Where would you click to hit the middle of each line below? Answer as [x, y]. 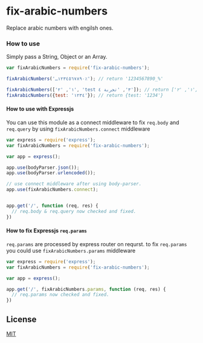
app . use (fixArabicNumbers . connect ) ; [52, 190]
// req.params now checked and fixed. [61, 295]
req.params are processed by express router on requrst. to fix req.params [97, 244]
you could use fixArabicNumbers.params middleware [71, 250]
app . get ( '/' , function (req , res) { [52, 206]
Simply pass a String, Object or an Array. [57, 57]
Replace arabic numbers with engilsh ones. [60, 28]
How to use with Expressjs [40, 109]
